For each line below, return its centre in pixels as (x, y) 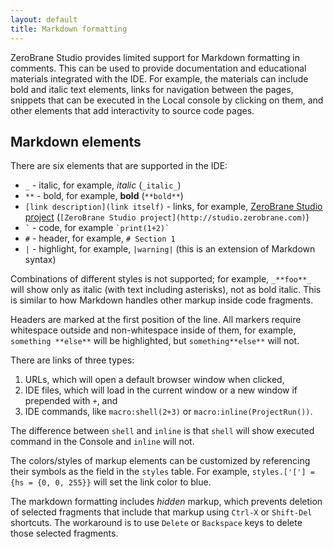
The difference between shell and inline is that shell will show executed (162, 431)
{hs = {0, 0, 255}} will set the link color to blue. (111, 482)
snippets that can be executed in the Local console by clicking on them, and (167, 100)
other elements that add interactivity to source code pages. (132, 110)
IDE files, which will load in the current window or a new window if (161, 390)
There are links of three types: (72, 360)
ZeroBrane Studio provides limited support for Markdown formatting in (155, 57)
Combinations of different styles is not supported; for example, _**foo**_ (161, 279)
